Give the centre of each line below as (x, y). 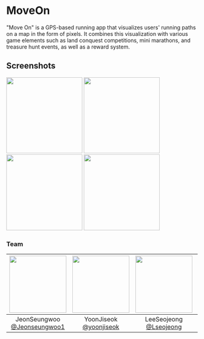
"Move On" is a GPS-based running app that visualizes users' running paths (101, 27)
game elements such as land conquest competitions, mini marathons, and (99, 40)
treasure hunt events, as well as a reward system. (68, 47)
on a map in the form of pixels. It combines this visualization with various (97, 33)
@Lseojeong (164, 327)
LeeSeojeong (164, 320)
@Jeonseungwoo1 (38, 327)
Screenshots (31, 66)
